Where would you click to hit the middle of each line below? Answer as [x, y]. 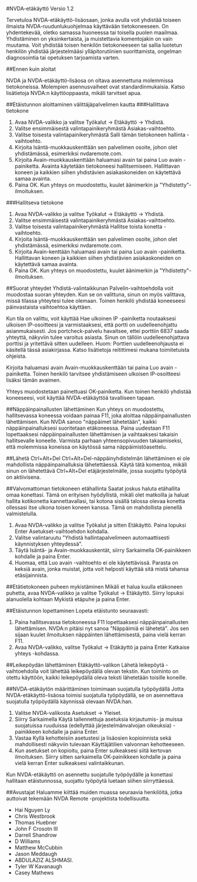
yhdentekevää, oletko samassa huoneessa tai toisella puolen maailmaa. [92, 32]
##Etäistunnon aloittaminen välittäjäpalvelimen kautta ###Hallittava [88, 104]
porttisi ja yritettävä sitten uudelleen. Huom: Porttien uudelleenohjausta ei [95, 344]
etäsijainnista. [31, 575]
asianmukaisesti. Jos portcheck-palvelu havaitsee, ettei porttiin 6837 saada [98, 331]
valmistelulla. [22, 514]
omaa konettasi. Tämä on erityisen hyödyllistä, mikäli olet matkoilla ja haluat [98, 495]
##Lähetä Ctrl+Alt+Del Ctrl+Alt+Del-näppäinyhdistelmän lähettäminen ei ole [98, 458]
